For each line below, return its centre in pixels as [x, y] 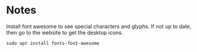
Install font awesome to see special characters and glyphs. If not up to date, [99, 26]
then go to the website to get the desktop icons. [65, 32]
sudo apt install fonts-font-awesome [53, 43]
